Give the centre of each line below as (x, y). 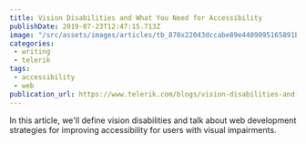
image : (22, 35)
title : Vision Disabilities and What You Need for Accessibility (136, 18)
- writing (32, 52)
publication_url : (42, 94)
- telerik (32, 60)
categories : (32, 43)
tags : (20, 69)
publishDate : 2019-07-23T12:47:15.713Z (85, 26)
